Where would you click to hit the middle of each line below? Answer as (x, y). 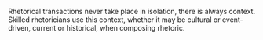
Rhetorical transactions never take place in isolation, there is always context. (132, 11)
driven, (20, 28)
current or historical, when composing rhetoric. (109, 28)
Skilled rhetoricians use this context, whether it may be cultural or (114, 20)
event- (232, 20)
